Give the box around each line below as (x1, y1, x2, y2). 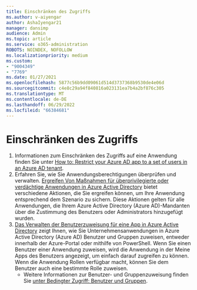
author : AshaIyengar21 (6, 19, 62, 25)
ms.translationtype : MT (6, 91, 65, 97)
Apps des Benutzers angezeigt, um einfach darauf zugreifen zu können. (14, 252, 189, 259)
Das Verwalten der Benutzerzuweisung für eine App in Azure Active (14, 221, 179, 228)
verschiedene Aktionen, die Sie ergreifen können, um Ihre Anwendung (14, 190, 185, 197)
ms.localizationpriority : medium (6, 52, 88, 58)
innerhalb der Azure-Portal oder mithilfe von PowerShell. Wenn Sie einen (14, 240, 191, 247)
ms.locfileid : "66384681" (6, 107, 69, 113)
